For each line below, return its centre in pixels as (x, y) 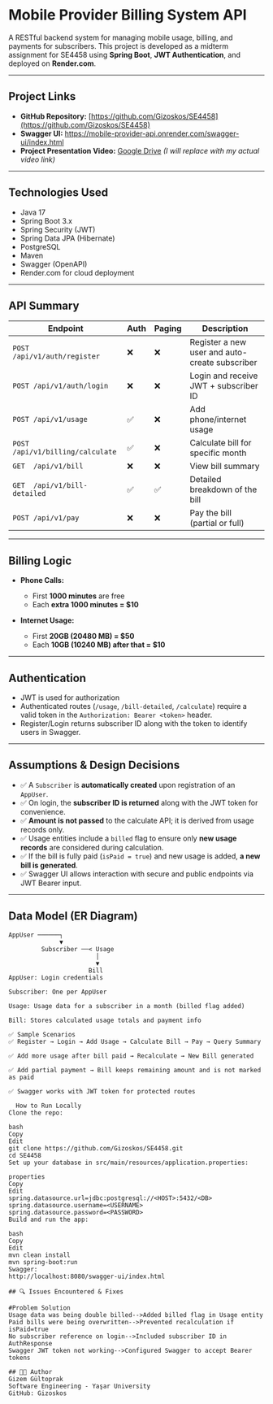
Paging (168, 328)
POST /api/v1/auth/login (61, 386)
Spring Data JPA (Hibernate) (67, 238)
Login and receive (224, 376)
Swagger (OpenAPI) (54, 264)
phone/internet (218, 419)
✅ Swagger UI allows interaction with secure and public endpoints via (136, 874)
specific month (218, 453)
